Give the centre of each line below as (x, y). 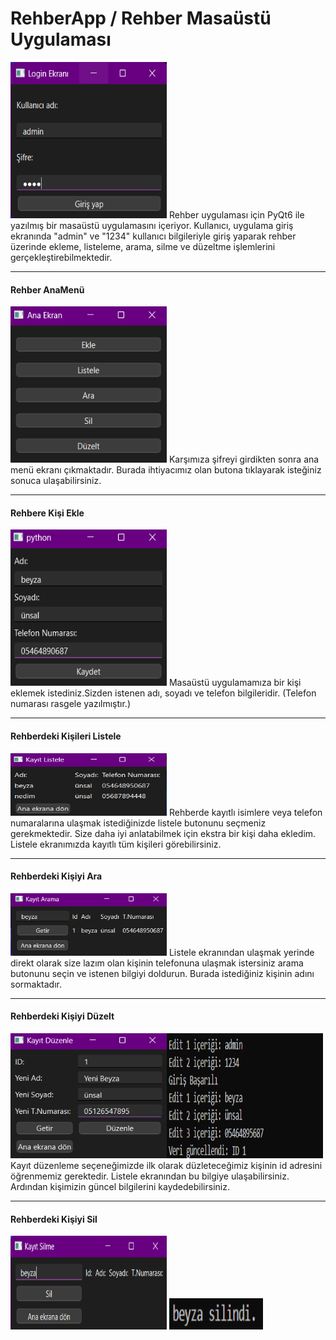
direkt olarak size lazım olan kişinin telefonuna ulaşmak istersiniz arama (157, 963)
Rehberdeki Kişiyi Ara (56, 876)
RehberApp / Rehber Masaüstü (141, 18)
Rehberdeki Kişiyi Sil (54, 1219)
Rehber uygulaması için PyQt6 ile (236, 214)
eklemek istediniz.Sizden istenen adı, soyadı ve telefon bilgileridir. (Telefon (163, 693)
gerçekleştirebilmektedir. (61, 257)
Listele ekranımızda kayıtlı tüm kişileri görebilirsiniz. (116, 844)
